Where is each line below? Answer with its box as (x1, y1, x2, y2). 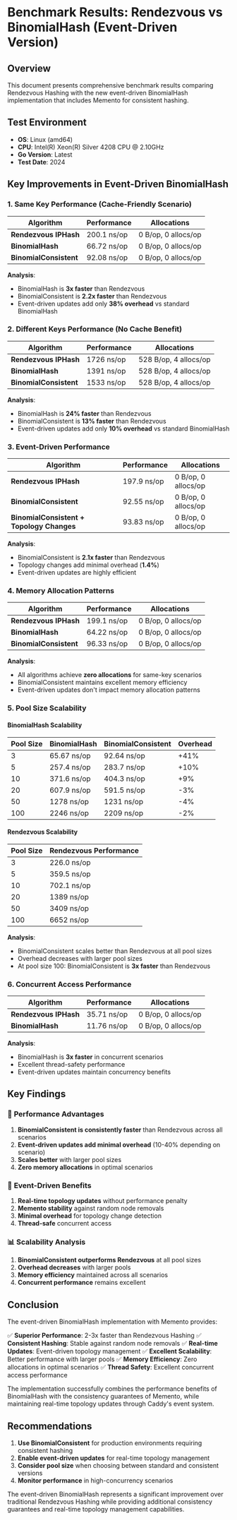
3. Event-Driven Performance (7, 442, 111, 452)
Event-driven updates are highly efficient (17, 568, 137, 577)
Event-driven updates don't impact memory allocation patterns (17, 686, 201, 694)
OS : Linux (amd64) (17, 135, 73, 143)
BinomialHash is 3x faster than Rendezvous (17, 284, 145, 293)
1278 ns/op (49, 796, 90, 806)
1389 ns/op (49, 892, 90, 902)
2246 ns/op (49, 808, 90, 818)
